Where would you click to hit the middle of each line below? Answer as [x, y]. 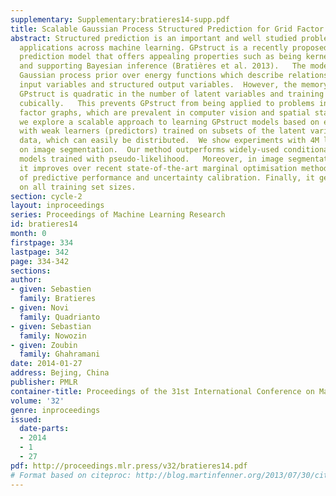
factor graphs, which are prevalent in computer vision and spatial [165, 112]
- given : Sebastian [51, 326]
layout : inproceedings [57, 206]
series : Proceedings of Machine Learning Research [118, 215]
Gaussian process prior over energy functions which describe [151, 76]
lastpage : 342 [40, 252]
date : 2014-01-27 [46, 364]
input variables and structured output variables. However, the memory [174, 85]
